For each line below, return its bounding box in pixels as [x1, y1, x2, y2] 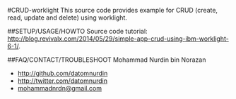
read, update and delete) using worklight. [7, 13, 127, 22]
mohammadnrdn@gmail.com [17, 84, 102, 92]
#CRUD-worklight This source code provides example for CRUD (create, [7, 6, 218, 14]
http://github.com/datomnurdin [17, 70, 108, 77]
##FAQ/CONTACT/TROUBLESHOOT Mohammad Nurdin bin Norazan [7, 55, 206, 64]
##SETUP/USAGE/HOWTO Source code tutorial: [7, 27, 148, 35]
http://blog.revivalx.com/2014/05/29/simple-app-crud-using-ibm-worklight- [7, 34, 230, 43]
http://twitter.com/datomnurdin [17, 77, 108, 85]
